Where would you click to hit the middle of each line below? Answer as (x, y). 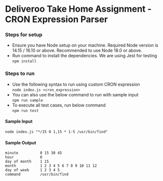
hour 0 (24, 158)
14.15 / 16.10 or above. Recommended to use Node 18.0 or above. (77, 50)
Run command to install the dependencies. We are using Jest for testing (84, 56)
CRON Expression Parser (57, 19)
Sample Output (21, 142)
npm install (24, 61)
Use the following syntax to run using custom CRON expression (76, 84)
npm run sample (28, 100)
